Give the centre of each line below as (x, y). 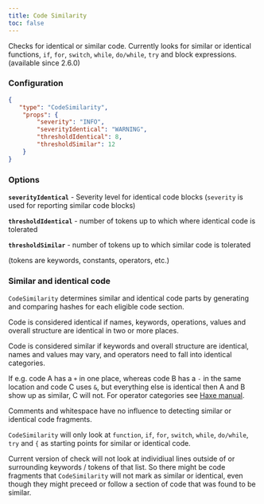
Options (24, 179)
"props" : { (41, 115)
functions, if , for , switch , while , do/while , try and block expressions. (122, 54)
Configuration (36, 83)
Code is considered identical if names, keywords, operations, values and (127, 322)
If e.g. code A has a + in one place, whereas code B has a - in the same (125, 379)
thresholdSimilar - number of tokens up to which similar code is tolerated (130, 245)
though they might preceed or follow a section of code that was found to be (132, 484)
